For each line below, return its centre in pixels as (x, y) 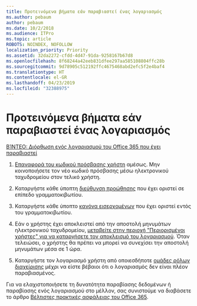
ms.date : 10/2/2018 (30, 28)
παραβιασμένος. (35, 273)
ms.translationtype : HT (35, 72)
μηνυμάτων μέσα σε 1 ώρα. (48, 249)
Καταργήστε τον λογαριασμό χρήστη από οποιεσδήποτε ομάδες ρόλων (102, 260)
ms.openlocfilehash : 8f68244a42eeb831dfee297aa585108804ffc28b (86, 61)
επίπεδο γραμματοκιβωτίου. (49, 194)
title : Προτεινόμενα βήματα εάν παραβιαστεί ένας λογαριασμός (84, 12)
